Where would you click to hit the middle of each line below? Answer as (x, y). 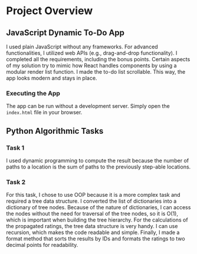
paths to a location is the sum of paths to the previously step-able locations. (98, 167)
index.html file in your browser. (44, 113)
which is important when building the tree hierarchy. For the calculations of (97, 220)
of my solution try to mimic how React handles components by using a (91, 65)
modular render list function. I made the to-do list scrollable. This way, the (96, 72)
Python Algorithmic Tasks (55, 131)
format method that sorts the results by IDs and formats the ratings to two (96, 239)
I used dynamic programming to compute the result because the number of (98, 160)
